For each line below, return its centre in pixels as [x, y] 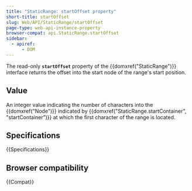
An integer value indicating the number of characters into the [80, 105]
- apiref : [23, 44]
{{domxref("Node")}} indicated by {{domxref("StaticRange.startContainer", [96, 111]
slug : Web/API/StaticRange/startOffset [55, 22]
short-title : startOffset [37, 17]
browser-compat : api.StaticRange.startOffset [62, 33]
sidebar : [17, 39]
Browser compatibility [47, 168]
